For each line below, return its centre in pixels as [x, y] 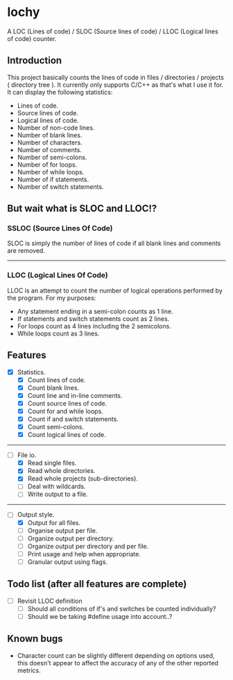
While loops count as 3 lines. [58, 333]
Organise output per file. [62, 530]
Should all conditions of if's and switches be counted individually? [122, 608]
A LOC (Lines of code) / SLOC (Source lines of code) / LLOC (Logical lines [113, 31]
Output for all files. [54, 522]
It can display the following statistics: [60, 92]
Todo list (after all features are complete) [97, 584]
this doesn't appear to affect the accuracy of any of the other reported [118, 663]
